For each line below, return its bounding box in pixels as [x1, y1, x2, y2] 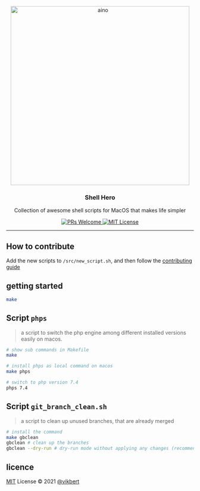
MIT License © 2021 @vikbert [6, 477, 80, 485]
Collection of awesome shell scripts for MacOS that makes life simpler [14, 207, 186, 214]
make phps [6, 369, 31, 375]
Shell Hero [85, 193, 115, 202]
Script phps [6, 313, 48, 323]
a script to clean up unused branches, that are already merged [20, 417, 174, 424]
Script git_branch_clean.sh [6, 402, 107, 412]
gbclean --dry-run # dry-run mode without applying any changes [6, 446, 169, 452]
